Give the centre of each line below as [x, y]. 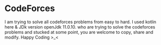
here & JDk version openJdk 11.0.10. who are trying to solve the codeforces [80, 27]
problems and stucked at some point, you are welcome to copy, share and [79, 32]
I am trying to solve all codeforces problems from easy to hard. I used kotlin [80, 22]
